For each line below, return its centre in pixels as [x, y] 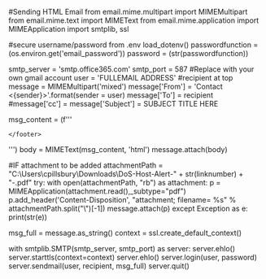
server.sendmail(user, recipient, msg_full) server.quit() [99, 266]
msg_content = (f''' [40, 120]
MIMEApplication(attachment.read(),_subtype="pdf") [98, 191]
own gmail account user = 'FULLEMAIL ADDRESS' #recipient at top [121, 78]
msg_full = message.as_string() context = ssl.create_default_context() [125, 233]
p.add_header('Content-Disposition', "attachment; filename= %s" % [122, 200]
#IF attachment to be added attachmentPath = [86, 165]
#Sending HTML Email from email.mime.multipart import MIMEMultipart [128, 12]
